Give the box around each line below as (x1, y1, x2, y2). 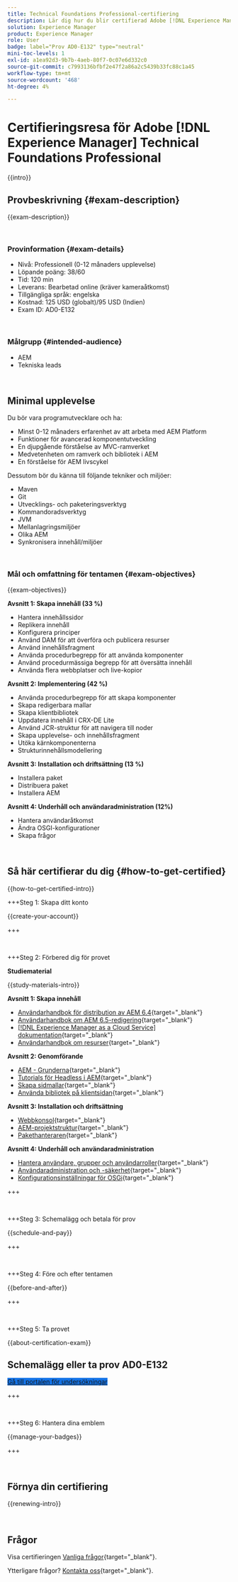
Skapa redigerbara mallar (17, 700, 92, 709)
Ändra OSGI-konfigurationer (17, 824, 101, 832)
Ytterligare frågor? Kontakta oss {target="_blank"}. (7, 1566, 154, 1575)
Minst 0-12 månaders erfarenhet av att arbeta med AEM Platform (17, 427, 207, 436)
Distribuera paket (17, 781, 69, 790)
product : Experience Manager (7, 30, 93, 38)
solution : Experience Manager (7, 23, 97, 31)
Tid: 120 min (17, 275, 54, 284)
